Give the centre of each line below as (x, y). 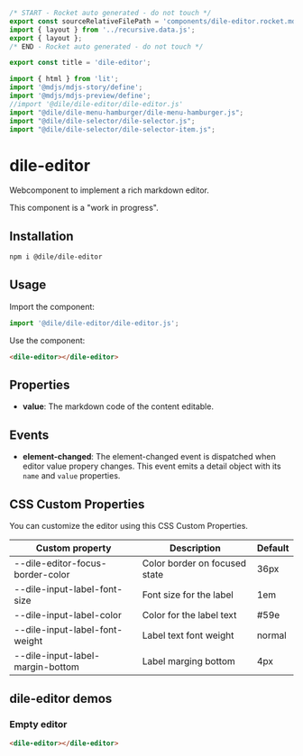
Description (195, 548)
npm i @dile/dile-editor (56, 257)
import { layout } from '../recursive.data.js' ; (102, 30)
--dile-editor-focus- (60, 563)
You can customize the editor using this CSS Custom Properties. (129, 526)
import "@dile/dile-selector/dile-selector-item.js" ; (113, 129)
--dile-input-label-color (68, 615)
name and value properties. (71, 476)
